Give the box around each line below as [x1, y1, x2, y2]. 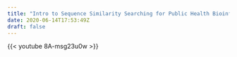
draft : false [7, 23, 46, 30]
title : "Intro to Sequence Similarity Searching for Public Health [7, 10, 210, 17]
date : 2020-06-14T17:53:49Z [7, 17, 90, 24]
